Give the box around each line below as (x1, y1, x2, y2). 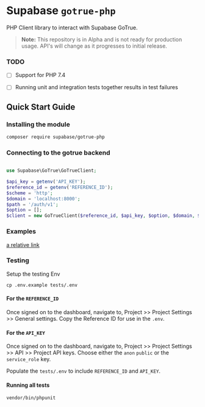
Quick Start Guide (6, 101, 76, 112)
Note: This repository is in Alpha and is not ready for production (21, 35, 182, 43)
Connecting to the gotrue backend (6, 148, 111, 156)
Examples (6, 227, 37, 236)
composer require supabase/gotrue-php (6, 134, 105, 141)
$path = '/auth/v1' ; (6, 201, 59, 208)
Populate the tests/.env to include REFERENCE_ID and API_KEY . (6, 367, 160, 375)
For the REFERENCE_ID (6, 295, 59, 302)
